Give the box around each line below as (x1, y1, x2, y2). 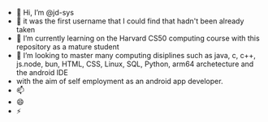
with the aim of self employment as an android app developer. (15, 77, 223, 86)
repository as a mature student (15, 42, 119, 52)
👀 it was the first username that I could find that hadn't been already (15, 16, 244, 26)
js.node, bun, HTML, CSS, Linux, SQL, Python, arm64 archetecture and (15, 59, 254, 69)
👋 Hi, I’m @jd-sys (15, 8, 75, 17)
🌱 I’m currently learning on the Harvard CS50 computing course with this (15, 33, 260, 43)
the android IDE (15, 68, 69, 77)
